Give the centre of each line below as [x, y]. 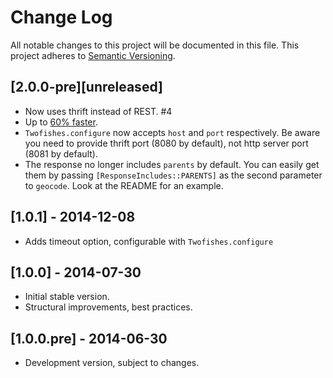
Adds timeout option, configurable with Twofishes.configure [149, 241]
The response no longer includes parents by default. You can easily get [172, 164]
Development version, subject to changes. [112, 363]
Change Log [61, 17]
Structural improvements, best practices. [108, 307]
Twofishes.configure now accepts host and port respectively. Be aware [172, 132]
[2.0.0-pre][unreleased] [86, 87]
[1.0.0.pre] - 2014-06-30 [89, 338]
